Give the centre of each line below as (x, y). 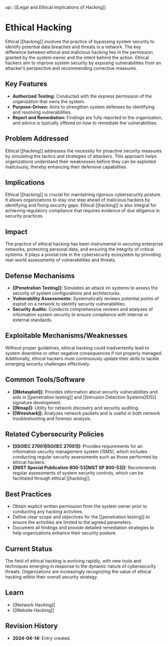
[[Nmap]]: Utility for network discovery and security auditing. (76, 408)
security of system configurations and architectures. (67, 293)
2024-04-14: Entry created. (42, 638)
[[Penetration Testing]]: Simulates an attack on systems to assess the (85, 288)
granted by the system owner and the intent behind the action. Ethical (77, 57)
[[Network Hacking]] (34, 605)
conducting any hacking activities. (48, 512)
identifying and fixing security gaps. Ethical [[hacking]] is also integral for (81, 205)
